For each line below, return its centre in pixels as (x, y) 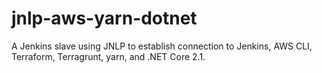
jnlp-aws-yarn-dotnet (104, 18)
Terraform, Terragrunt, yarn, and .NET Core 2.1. (108, 56)
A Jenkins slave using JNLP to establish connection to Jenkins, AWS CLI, (162, 46)
